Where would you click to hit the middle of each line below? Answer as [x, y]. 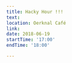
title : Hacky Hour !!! [35, 12]
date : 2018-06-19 [28, 34]
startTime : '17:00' [31, 40]
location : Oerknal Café [36, 23]
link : [13, 28]
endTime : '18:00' [28, 46]
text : [13, 17]
